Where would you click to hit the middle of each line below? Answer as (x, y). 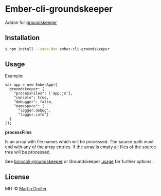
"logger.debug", (34, 111)
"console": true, (31, 98)
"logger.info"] (33, 115)
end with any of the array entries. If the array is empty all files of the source (81, 147)
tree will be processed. (28, 152)
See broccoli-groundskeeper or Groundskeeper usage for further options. (79, 161)
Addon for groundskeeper (31, 22)
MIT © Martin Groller (26, 189)
